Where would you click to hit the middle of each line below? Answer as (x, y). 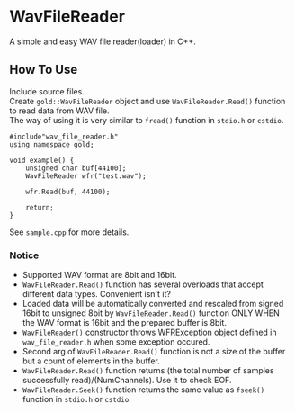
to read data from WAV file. (59, 111)
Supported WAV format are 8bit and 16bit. (99, 275)
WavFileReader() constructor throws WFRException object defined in (149, 332)
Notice (24, 255)
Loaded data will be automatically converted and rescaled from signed (153, 304)
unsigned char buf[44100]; (76, 168)
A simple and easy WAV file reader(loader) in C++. (103, 41)
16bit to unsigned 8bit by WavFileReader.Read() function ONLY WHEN (151, 313)
